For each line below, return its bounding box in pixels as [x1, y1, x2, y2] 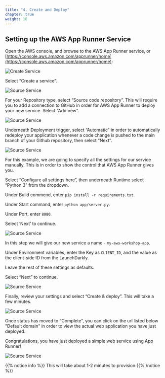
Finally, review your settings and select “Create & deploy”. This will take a [5, 294, 154, 300]
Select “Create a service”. [5, 78, 58, 84]
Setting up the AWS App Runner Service [5, 35, 131, 43]
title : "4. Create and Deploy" [5, 7, 70, 12]
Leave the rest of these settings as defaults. [5, 264, 95, 271]
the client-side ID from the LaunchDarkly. [5, 255, 89, 261]
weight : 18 [5, 16, 28, 21]
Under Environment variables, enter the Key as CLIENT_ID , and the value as [5, 249, 157, 256]
